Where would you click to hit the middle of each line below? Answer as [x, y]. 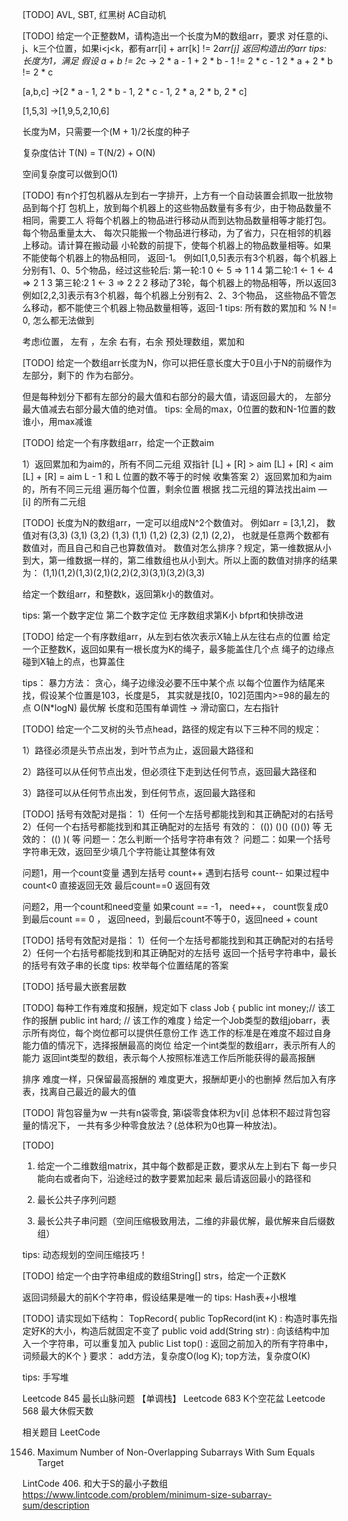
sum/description [56, 1505]
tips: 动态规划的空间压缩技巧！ [85, 1254]
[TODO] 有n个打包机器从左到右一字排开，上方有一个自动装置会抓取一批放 [173, 195]
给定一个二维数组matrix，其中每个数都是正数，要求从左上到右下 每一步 [182, 1166]
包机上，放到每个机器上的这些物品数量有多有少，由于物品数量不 [200, 207]
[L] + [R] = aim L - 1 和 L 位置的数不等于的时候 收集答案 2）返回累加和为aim [177, 476]
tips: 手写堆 [45, 1377]
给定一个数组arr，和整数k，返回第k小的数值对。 [120, 594]
